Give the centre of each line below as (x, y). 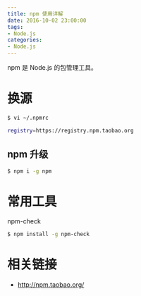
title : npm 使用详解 (35, 14)
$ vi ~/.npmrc (28, 118)
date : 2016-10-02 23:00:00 (47, 20)
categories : (25, 40)
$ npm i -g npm (30, 171)
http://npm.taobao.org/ (51, 285)
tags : (15, 27)
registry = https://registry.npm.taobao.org (70, 130)
